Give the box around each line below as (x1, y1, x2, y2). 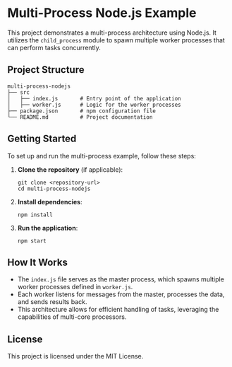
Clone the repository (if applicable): (17, 165, 123, 174)
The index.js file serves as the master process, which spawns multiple (17, 275, 224, 284)
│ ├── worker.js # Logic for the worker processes (7, 101, 181, 108)
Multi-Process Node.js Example (7, 5, 197, 21)
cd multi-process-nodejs (17, 185, 91, 192)
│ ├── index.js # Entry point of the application (7, 95, 181, 102)
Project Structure (7, 64, 85, 76)
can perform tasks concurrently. (7, 43, 101, 52)
